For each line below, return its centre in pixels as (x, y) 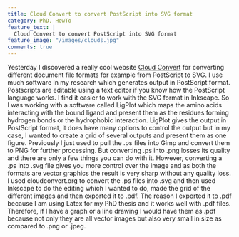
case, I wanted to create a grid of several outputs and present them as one (117, 135)
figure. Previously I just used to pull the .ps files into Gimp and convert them (119, 143)
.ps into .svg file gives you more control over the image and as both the (112, 165)
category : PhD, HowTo (40, 21)
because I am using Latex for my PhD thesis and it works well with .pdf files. (119, 203)
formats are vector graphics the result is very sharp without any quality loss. (119, 173)
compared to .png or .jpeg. (47, 226)
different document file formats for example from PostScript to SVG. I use (115, 75)
